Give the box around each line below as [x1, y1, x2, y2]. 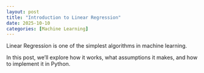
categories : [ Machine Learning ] [6, 25, 88, 32]
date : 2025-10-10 [6, 20, 51, 26]
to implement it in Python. [6, 60, 71, 68]
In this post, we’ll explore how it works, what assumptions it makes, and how [6, 54, 198, 61]
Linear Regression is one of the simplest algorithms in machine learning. [6, 42, 188, 49]
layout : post [6, 8, 40, 15]
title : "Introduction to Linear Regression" [6, 14, 121, 21]
